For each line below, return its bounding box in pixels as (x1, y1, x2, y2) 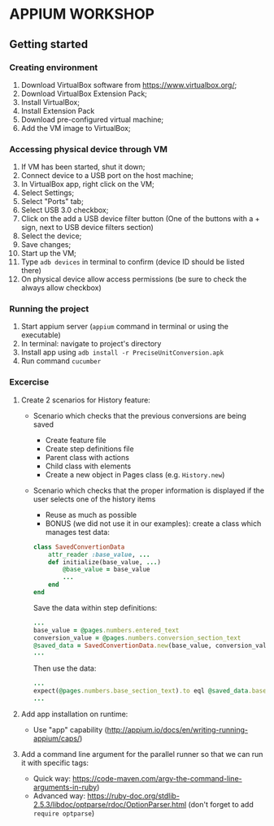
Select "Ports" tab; (20, 197, 84, 206)
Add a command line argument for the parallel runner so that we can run (20, 749, 263, 759)
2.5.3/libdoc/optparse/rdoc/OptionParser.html (33, 799, 187, 809)
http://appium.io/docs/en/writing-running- (107, 724, 249, 734)
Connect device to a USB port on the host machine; (20, 171, 194, 180)
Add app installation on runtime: (20, 709, 128, 719)
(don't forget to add (188, 799, 254, 809)
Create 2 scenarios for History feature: (20, 395, 151, 405)
